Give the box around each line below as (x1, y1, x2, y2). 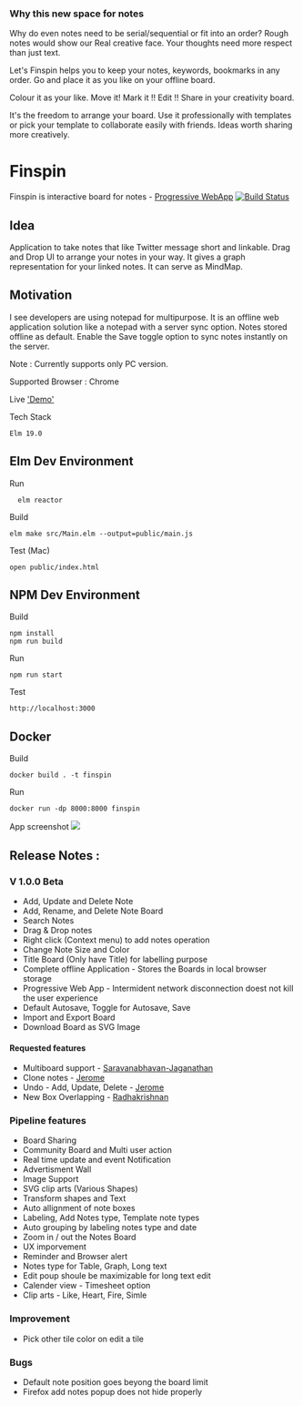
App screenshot (9, 821, 70, 832)
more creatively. (9, 129, 70, 140)
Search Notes (22, 914, 75, 926)
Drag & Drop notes (22, 924, 93, 935)
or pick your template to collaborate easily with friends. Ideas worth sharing (9, 119, 293, 130)
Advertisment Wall (22, 1164, 92, 1175)
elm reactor (17, 495, 64, 504)
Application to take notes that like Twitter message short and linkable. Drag (9, 242, 291, 253)
